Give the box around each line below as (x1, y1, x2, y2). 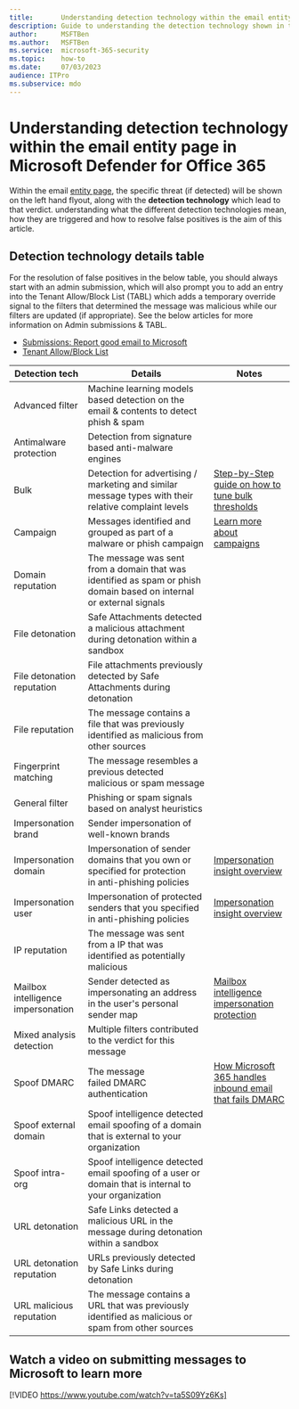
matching (13, 772, 53, 784)
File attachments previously (87, 659, 203, 671)
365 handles (213, 1071, 267, 1084)
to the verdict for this (87, 1035, 175, 1047)
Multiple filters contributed (87, 1023, 198, 1036)
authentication (87, 1088, 149, 1101)
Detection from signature (87, 430, 193, 443)
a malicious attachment (87, 622, 185, 635)
